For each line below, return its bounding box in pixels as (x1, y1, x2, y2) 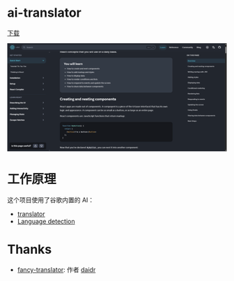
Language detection (17, 217, 75, 225)
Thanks (7, 242, 52, 257)
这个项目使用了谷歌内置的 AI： (7, 195, 95, 204)
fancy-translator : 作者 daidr (17, 265, 96, 273)
